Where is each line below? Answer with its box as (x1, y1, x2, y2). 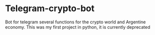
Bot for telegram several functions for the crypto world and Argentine (5, 19, 146, 25)
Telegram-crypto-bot (5, 3, 95, 14)
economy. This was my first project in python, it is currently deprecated (5, 24, 151, 30)
